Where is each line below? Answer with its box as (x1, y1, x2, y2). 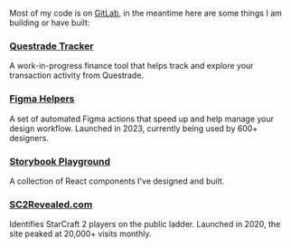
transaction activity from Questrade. (9, 70, 145, 81)
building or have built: (9, 17, 90, 28)
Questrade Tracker (9, 40, 94, 52)
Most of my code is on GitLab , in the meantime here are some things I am (9, 8, 283, 18)
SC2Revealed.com (9, 198, 93, 211)
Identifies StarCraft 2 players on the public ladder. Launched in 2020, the (9, 219, 281, 230)
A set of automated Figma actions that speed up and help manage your (9, 113, 274, 124)
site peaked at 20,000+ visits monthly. (9, 228, 152, 239)
